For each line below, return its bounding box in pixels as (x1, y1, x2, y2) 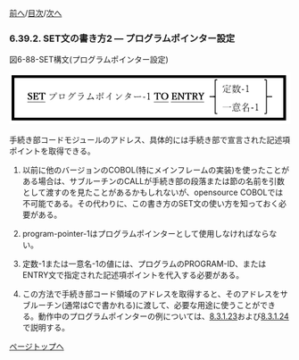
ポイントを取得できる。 (9, 146, 96, 156)
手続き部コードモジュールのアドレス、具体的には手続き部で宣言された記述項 (9, 135, 291, 146)
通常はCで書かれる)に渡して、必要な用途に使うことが (63, 300, 261, 311)
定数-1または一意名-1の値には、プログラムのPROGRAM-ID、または (21, 258, 267, 270)
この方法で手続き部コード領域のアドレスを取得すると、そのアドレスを (21, 289, 281, 299)
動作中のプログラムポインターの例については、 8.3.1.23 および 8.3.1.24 (37, 311, 290, 322)
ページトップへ (9, 341, 64, 352)
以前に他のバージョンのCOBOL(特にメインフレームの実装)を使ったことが (21, 164, 290, 176)
